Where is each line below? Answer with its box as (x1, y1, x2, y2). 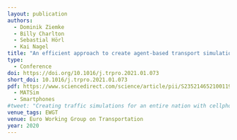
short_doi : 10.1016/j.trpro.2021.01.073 (7, 76, 128, 83)
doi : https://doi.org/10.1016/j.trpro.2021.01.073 (7, 69, 159, 76)
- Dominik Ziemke (13, 23, 65, 30)
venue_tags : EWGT (7, 109, 59, 116)
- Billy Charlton (13, 30, 65, 37)
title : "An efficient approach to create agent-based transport (7, 50, 200, 57)
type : (7, 57, 23, 64)
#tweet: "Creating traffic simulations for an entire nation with (7, 103, 207, 110)
